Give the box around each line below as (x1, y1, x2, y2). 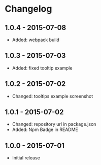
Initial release (12, 155, 40, 161)
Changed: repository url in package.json (12, 121, 96, 127)
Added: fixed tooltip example (12, 64, 73, 71)
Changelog (5, 3, 52, 15)
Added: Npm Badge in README (12, 126, 78, 133)
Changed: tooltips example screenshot (12, 93, 93, 99)
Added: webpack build (12, 37, 59, 43)
